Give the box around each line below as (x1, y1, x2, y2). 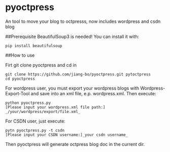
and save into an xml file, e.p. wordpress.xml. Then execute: (30, 90, 156, 96)
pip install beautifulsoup (5, 43, 62, 48)
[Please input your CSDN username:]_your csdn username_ (5, 132, 128, 137)
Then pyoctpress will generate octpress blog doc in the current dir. (5, 141, 145, 147)
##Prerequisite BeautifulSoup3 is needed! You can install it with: (5, 33, 140, 40)
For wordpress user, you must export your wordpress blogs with (5, 85, 140, 91)
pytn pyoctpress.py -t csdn (5, 128, 65, 133)
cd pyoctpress (5, 76, 36, 81)
